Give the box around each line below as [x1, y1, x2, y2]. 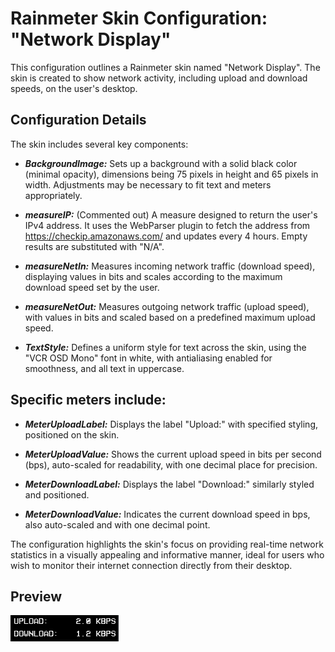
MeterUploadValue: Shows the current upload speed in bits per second [24, 448, 322, 460]
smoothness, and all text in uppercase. [24, 362, 185, 374]
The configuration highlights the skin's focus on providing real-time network [10, 538, 324, 550]
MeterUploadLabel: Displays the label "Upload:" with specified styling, [24, 418, 319, 430]
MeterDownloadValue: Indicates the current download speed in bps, [24, 508, 311, 520]
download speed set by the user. [24, 281, 160, 293]
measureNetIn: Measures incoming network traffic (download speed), [24, 260, 316, 272]
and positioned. [24, 488, 90, 501]
